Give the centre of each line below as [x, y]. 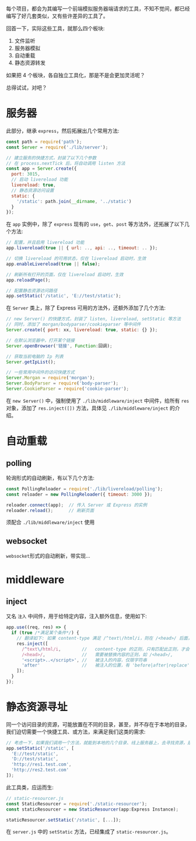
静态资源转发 [30, 63]
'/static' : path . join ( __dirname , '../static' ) [74, 201]
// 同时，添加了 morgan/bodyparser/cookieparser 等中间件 [73, 325]
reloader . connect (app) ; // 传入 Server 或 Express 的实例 [77, 505]
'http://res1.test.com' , [41, 765]
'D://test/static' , [35, 759]
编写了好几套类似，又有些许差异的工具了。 [57, 16]
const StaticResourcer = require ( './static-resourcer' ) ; [77, 804]
